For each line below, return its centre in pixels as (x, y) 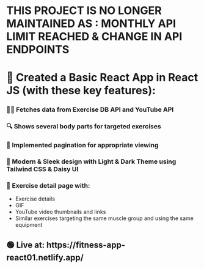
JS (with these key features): (81, 91)
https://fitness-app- (86, 245)
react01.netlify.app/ (45, 257)
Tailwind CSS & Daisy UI (42, 169)
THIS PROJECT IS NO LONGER (84, 11)
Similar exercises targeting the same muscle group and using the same (104, 218)
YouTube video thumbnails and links (60, 212)
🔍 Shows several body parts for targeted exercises (84, 127)
